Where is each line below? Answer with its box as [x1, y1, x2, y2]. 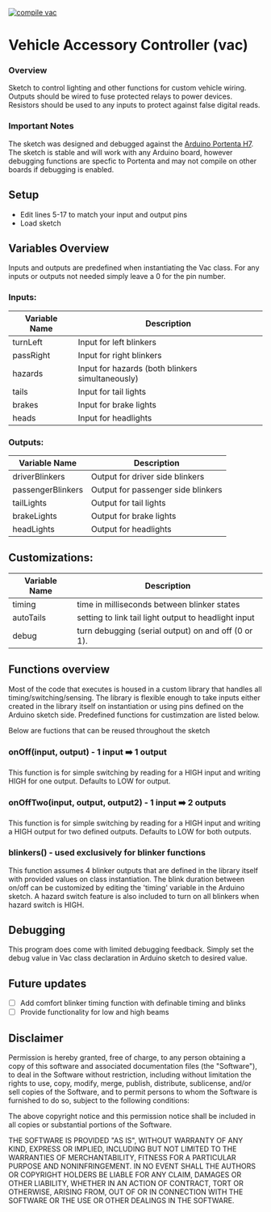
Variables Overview [8, 241, 110, 255]
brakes [12, 399, 39, 410]
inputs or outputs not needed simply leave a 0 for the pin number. [8, 272, 226, 281]
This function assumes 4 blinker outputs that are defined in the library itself [8, 865, 259, 875]
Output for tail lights [90, 497, 166, 509]
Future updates [8, 977, 87, 990]
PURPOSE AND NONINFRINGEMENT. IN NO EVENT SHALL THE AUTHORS [8, 1161, 256, 1172]
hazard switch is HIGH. [8, 900, 85, 910]
